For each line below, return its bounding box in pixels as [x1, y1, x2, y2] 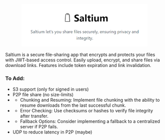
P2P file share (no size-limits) [12, 92, 74, 98]
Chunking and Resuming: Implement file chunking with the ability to [20, 97, 160, 103]
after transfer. [20, 113, 49, 119]
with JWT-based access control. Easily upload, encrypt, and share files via [5, 57, 160, 63]
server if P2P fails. [20, 124, 58, 130]
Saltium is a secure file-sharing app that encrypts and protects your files [5, 52, 155, 58]
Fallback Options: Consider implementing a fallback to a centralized [20, 118, 160, 124]
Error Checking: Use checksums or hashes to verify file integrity [20, 108, 153, 114]
